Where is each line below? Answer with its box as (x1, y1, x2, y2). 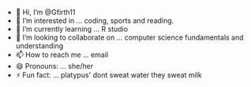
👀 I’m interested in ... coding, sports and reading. (15, 16, 174, 25)
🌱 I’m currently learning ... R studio (15, 25, 129, 33)
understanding (15, 41, 64, 51)
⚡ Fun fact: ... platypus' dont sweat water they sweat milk (15, 70, 203, 79)
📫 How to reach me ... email (15, 50, 109, 59)
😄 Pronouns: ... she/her (15, 62, 93, 70)
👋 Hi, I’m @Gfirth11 (15, 8, 76, 17)
